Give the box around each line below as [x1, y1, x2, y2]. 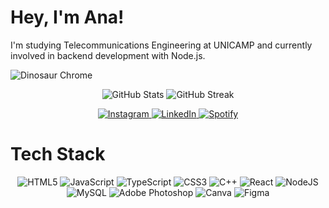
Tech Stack [10, 143, 106, 166]
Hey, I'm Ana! [10, 6, 125, 29]
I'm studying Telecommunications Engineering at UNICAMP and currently [10, 39, 313, 51]
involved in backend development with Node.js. [10, 49, 206, 61]
